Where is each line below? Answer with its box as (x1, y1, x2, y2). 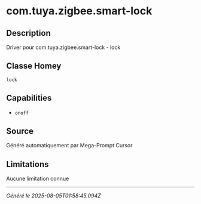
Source (6, 126, 34, 137)
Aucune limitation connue (6, 175, 69, 183)
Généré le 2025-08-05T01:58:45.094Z (6, 192, 102, 199)
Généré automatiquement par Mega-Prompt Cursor (6, 142, 133, 149)
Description (6, 28, 51, 38)
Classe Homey (6, 61, 62, 71)
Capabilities (6, 93, 52, 103)
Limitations (6, 159, 49, 169)
